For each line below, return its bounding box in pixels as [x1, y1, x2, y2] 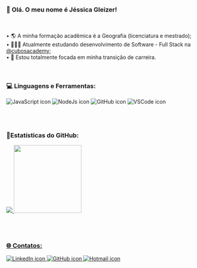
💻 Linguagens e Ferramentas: [6, 82, 96, 90]
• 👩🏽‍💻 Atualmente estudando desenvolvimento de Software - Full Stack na [6, 41, 191, 48]
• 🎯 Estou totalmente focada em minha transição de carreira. [6, 54, 156, 61]
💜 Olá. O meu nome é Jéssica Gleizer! [6, 5, 117, 14]
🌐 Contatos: [6, 241, 43, 249]
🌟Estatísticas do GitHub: [6, 131, 79, 139]
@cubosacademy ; [6, 48, 51, 55]
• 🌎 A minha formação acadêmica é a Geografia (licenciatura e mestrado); [6, 33, 192, 40]
